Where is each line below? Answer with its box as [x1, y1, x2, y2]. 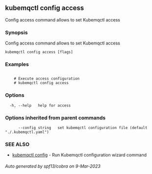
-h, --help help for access [9, 103, 71, 108]
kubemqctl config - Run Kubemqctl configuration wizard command [12, 152, 147, 158]
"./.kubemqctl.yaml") [5, 130, 49, 134]
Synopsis [5, 29, 28, 36]
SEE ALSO [5, 141, 30, 148]
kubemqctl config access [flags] [5, 50, 73, 55]
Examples [5, 61, 29, 68]
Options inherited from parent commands [5, 114, 106, 121]
